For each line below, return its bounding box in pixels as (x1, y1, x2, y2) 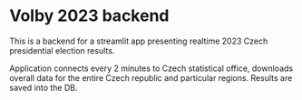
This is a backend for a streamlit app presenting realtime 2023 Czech (9, 35, 268, 46)
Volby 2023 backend (9, 5, 170, 26)
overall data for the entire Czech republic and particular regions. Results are (9, 72, 293, 83)
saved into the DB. (9, 82, 79, 93)
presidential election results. (9, 45, 115, 55)
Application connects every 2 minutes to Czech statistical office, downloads (9, 63, 293, 74)
